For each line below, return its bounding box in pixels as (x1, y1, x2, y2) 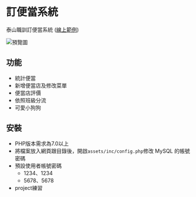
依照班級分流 (14, 96, 46, 104)
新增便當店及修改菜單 (14, 82, 67, 89)
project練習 (14, 184, 43, 191)
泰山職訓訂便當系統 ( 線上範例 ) (6, 26, 79, 33)
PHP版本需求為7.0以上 (14, 140, 69, 147)
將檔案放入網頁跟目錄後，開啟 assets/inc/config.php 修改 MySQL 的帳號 (14, 147, 191, 154)
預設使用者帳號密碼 (14, 162, 62, 169)
